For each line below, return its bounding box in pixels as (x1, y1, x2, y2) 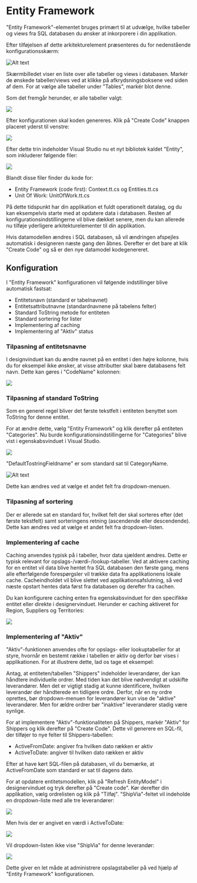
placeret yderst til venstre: (6, 123, 69, 130)
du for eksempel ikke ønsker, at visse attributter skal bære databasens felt (6, 362, 186, 369)
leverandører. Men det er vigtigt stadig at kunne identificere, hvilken (6, 682, 171, 690)
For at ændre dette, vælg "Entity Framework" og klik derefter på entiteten (6, 425, 183, 432)
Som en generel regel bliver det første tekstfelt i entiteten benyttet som (6, 408, 178, 415)
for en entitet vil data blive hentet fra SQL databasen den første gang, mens (6, 564, 189, 571)
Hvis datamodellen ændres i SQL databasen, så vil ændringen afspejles (6, 233, 179, 240)
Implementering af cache (6, 538, 79, 546)
